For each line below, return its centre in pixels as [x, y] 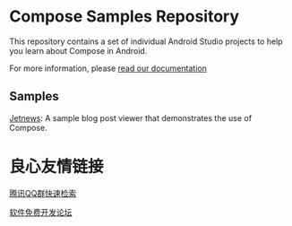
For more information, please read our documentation [108, 68]
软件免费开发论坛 [41, 212]
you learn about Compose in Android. [78, 50]
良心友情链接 [57, 166]
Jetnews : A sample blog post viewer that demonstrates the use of [131, 117]
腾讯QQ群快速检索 [43, 193]
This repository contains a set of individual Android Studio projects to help [146, 41]
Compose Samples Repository [125, 17]
